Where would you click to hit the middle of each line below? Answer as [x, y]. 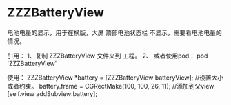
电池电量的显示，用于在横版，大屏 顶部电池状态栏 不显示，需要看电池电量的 [114, 32]
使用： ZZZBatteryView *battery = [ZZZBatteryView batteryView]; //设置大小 [115, 78]
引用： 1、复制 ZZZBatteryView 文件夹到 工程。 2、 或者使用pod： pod [108, 56]
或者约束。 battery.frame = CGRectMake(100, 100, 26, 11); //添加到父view [111, 86]
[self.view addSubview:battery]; [52, 93]
